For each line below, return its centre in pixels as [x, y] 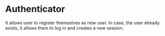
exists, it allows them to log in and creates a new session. [65, 28]
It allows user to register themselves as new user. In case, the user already [82, 23]
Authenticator [35, 9]
